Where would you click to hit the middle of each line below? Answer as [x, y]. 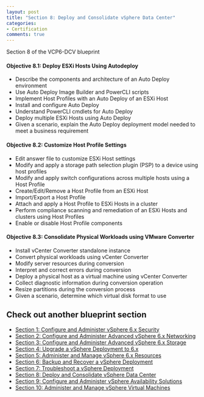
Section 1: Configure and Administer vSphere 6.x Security [87, 330]
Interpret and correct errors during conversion [73, 270]
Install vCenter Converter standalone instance [73, 250]
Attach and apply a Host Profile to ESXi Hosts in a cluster [86, 204]
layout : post [23, 12]
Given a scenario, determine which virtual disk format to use [91, 295]
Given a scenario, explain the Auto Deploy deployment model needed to [105, 125]
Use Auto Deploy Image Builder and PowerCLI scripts [82, 92]
